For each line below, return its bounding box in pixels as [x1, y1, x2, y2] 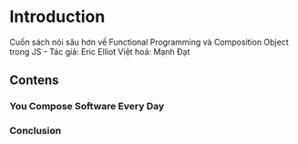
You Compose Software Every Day [9, 100, 165, 113]
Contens [9, 73, 59, 88]
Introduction [9, 6, 106, 27]
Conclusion [9, 125, 62, 138]
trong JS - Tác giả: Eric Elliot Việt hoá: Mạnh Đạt [9, 46, 190, 57]
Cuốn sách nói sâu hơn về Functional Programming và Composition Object [9, 36, 289, 47]
